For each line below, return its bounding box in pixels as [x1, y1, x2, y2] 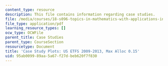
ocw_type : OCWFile [5, 30, 43, 35]
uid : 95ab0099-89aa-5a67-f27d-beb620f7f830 [5, 53, 97, 59]
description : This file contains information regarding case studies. [5, 12, 155, 17]
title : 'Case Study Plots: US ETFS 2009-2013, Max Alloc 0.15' [5, 49, 140, 54]
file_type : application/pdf [5, 21, 64, 26]
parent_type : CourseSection [5, 40, 64, 45]
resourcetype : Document [5, 44, 55, 49]
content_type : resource [5, 7, 55, 12]
